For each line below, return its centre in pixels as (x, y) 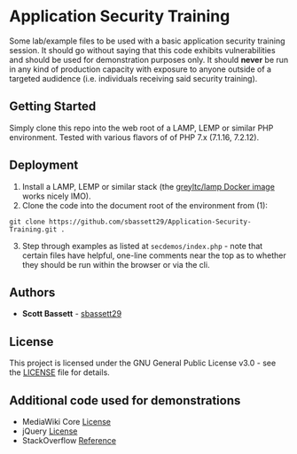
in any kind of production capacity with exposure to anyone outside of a (141, 69)
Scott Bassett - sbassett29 (72, 314)
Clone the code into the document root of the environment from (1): (145, 205)
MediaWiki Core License (66, 422)
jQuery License (50, 431)
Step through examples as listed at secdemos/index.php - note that (142, 246)
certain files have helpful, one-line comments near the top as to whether (154, 255)
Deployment (44, 165)
